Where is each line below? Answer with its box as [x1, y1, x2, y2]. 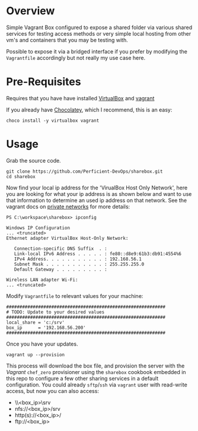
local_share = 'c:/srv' [6, 319, 65, 325]
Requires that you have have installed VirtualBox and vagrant [6, 94, 155, 102]
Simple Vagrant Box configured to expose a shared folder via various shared [6, 24, 193, 31]
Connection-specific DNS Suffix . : [14, 245, 108, 252]
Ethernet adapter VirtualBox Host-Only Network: [6, 235, 129, 241]
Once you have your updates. [6, 340, 78, 347]
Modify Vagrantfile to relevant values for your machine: [6, 292, 143, 299]
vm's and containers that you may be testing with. [6, 36, 129, 43]
